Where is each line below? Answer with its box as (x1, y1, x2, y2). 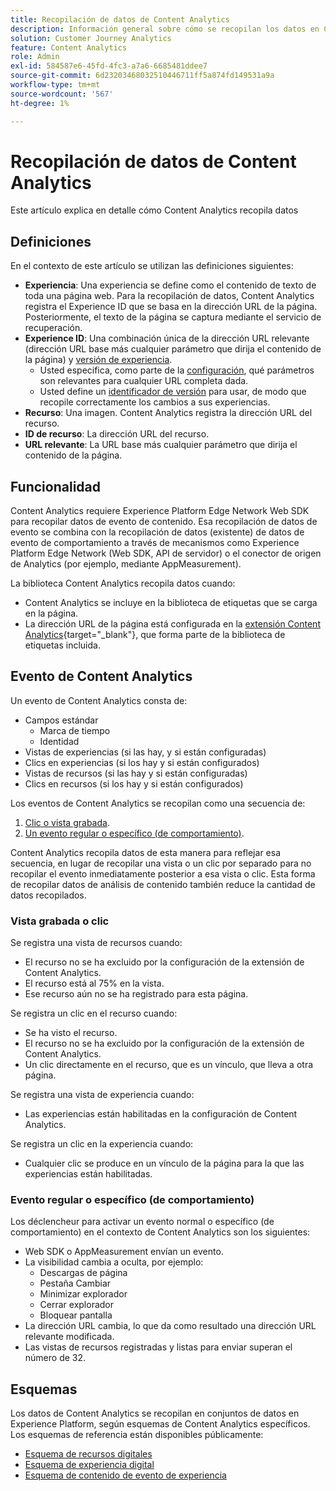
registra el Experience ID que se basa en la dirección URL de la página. (24, 301, 318, 313)
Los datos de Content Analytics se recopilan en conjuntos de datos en (10, 1407, 300, 1420)
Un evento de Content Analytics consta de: (10, 694, 188, 706)
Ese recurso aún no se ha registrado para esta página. (24, 988, 249, 1000)
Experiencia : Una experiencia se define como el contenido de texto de (24, 279, 317, 291)
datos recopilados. (10, 889, 87, 901)
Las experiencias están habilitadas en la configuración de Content (24, 1108, 298, 1120)
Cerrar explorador (39, 1299, 115, 1311)
